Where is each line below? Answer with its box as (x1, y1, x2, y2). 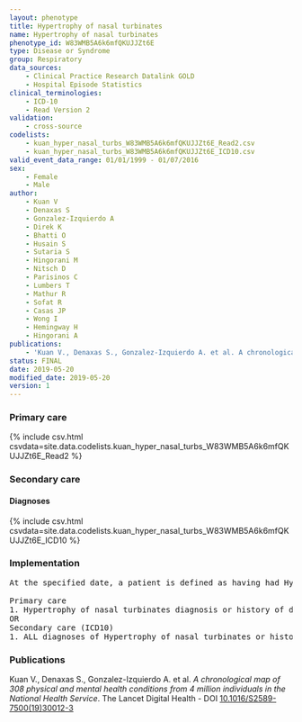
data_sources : (9, 64, 63, 73)
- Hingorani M (25, 256, 78, 266)
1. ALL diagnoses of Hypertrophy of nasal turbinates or (9, 631, 266, 642)
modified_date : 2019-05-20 (9, 373, 111, 383)
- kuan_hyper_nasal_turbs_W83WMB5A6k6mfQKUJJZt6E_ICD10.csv (25, 147, 255, 156)
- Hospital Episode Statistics (25, 80, 143, 89)
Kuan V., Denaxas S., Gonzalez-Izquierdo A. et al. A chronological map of (9, 674, 280, 685)
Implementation (9, 557, 81, 570)
